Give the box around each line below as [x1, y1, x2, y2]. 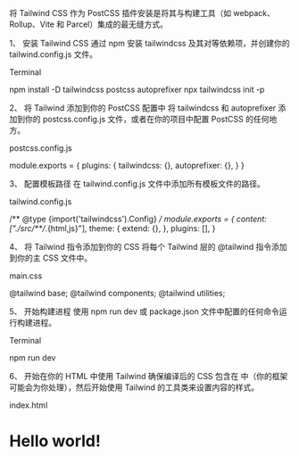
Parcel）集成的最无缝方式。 [66, 19, 168, 29]
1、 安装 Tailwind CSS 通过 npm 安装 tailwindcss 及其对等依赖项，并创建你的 [9, 38, 290, 48]
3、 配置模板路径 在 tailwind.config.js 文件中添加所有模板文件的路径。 [9, 178, 266, 189]
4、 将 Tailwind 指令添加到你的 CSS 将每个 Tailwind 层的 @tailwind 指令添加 [9, 242, 287, 252]
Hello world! [9, 431, 101, 452]
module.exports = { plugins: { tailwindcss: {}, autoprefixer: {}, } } [9, 160, 245, 170]
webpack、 [233, 8, 275, 18]
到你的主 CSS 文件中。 [9, 253, 93, 263]
